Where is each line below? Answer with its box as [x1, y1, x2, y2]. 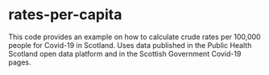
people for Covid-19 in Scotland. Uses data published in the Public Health [8, 40, 252, 49]
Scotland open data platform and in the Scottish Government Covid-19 [8, 49, 242, 58]
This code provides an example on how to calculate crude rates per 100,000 [8, 32, 261, 41]
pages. [8, 57, 31, 67]
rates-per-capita [8, 6, 122, 24]
